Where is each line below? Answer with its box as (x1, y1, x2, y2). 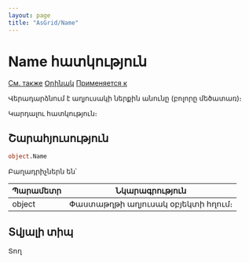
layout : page (8, 11, 51, 20)
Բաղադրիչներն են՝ (8, 166, 77, 177)
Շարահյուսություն (8, 131, 109, 145)
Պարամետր (12, 185, 62, 196)
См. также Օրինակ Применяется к (8, 79, 128, 88)
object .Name (8, 152, 47, 161)
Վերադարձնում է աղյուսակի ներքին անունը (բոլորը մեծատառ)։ (8, 93, 242, 103)
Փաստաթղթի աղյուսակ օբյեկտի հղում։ (69, 199, 233, 210)
